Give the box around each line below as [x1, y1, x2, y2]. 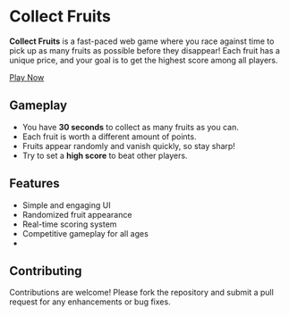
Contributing [9, 263, 82, 279]
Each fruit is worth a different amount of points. [21, 131, 197, 142]
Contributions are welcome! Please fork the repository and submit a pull [9, 287, 275, 298]
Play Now [9, 71, 45, 82]
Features [9, 176, 60, 191]
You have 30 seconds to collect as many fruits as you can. [21, 121, 239, 132]
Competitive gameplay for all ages [21, 228, 149, 238]
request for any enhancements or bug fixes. [9, 296, 172, 307]
